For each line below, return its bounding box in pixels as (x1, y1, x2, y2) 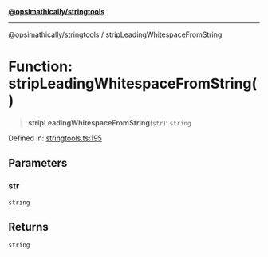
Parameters (8, 156, 68, 170)
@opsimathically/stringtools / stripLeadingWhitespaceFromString (8, 30, 223, 39)
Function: (8, 57, 73, 76)
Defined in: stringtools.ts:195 (8, 133, 102, 143)
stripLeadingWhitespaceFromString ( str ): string (27, 117, 191, 127)
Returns (8, 220, 49, 234)
